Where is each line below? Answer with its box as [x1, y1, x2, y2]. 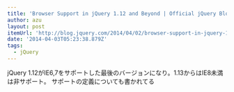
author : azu [7, 17, 42, 24]
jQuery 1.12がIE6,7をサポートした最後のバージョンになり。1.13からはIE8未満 [7, 68, 224, 77]
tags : [7, 42, 23, 49]
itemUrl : [7, 29, 33, 37]
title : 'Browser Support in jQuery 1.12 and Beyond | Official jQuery [7, 10, 217, 17]
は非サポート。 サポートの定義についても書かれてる [7, 77, 155, 85]
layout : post [7, 23, 45, 30]
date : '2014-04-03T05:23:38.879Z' [7, 36, 108, 43]
